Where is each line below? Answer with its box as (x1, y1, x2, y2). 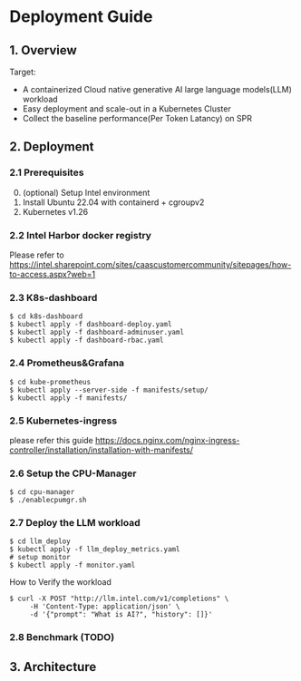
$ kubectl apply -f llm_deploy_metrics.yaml (9, 545, 180, 554)
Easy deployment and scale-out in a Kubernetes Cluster (22, 103, 231, 114)
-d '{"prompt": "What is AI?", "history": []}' (29, 610, 213, 619)
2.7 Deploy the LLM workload (9, 517, 141, 530)
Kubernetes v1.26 (22, 206, 89, 217)
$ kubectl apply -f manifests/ (9, 393, 128, 403)
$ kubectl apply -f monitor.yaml (9, 560, 136, 570)
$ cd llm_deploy (9, 537, 71, 546)
